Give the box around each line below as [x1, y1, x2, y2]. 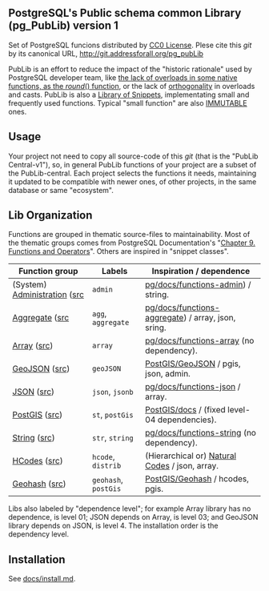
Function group [18, 266, 78, 277]
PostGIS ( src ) [12, 409, 63, 420]
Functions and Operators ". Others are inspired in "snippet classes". [8, 247, 230, 256]
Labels [101, 266, 128, 277]
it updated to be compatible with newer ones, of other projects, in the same [8, 176, 257, 187]
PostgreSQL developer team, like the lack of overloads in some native [8, 72, 238, 82]
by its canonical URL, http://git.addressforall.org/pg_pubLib [8, 48, 204, 58]
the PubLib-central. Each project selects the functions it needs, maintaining [8, 168, 257, 178]
